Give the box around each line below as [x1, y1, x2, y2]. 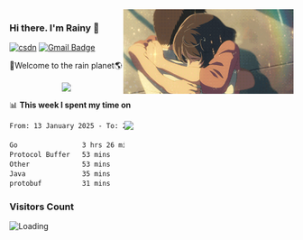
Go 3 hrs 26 [9, 141, 115, 150]
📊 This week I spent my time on [9, 99, 132, 111]
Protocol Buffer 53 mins [9, 151, 111, 160]
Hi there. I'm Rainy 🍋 [9, 22, 100, 34]
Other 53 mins [9, 160, 111, 169]
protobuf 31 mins [9, 179, 111, 188]
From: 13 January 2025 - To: [9, 122, 119, 131]
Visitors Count [9, 200, 75, 213]
